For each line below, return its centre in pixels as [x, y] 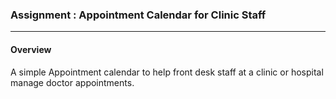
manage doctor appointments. [72, 82]
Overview [31, 49]
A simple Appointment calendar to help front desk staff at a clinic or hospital [167, 72]
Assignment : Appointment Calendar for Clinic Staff [138, 15]
